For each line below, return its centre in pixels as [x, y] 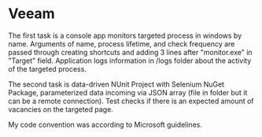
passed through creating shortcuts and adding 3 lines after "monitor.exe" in [131, 52]
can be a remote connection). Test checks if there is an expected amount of [131, 101]
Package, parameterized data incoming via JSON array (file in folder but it [128, 92]
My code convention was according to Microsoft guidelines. [105, 124]
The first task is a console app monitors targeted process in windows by [125, 35]
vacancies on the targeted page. [61, 109]
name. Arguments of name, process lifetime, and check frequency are [122, 43]
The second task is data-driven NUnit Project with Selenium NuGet [116, 84]
